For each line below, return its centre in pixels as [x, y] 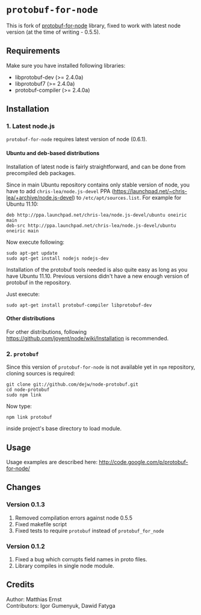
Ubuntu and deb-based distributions [53, 153]
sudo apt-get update [32, 253]
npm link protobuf [29, 418]
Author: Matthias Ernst [34, 599]
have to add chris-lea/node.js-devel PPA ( [60, 191]
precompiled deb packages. [41, 173]
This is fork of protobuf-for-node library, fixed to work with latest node [94, 25]
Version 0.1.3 [26, 505]
